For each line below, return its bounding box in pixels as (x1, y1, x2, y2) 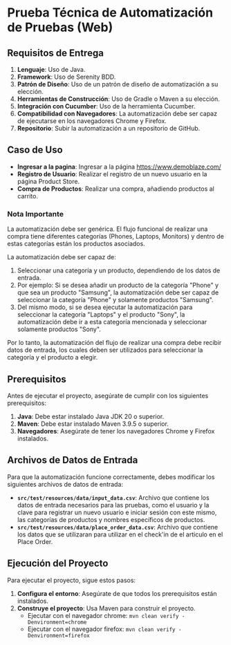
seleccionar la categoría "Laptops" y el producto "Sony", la (17, 310, 185, 319)
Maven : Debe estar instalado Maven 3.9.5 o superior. (17, 420, 169, 428)
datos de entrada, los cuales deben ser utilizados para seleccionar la (7, 346, 203, 354)
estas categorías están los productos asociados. (7, 240, 145, 248)
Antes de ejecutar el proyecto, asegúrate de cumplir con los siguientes (7, 391, 209, 400)
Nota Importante (7, 209, 64, 218)
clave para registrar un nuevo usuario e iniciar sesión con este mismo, (17, 508, 217, 516)
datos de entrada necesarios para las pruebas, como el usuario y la (17, 501, 210, 509)
